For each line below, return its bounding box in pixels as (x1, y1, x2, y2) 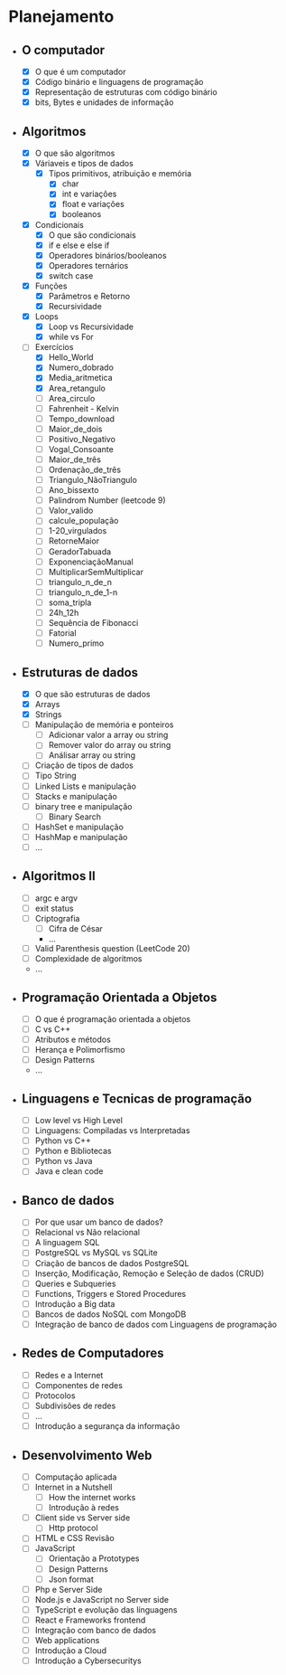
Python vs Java (34, 1156, 93, 1167)
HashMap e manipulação (34, 831, 128, 842)
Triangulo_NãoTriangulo (48, 475, 137, 486)
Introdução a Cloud (34, 1645, 107, 1656)
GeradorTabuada (48, 545, 112, 557)
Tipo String (34, 771, 78, 781)
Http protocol (48, 1522, 98, 1534)
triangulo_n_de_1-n (48, 586, 118, 598)
